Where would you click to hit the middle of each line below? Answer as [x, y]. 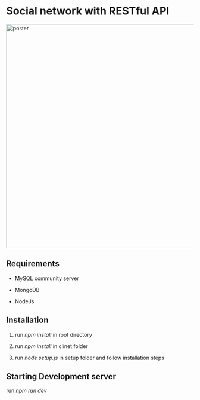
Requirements [33, 264]
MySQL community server [47, 278]
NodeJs [24, 301]
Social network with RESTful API [88, 11]
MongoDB [27, 290]
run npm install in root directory [53, 334]
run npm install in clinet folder [51, 346]
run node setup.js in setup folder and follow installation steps [90, 358]
